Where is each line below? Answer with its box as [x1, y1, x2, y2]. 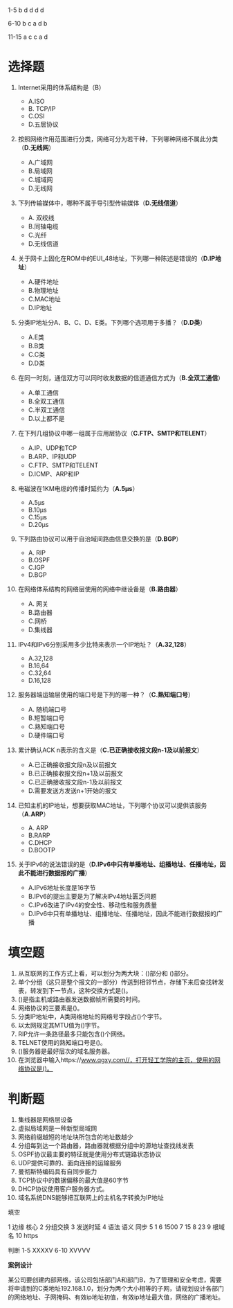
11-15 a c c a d [8, 33, 48, 41]
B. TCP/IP [28, 104, 56, 113]
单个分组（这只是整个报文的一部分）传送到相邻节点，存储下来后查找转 [17, 978, 218, 986]
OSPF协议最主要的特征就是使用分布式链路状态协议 [17, 1149, 162, 1158]
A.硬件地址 [28, 277, 59, 286]
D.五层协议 [28, 120, 59, 128]
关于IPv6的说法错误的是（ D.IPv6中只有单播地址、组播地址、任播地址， [17, 860, 220, 868]
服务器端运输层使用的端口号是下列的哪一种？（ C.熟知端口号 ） [17, 690, 194, 699]
